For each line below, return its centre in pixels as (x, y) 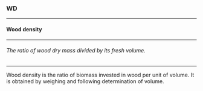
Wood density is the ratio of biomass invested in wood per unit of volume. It (100, 75)
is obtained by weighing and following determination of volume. (85, 81)
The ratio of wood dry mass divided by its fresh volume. (76, 51)
